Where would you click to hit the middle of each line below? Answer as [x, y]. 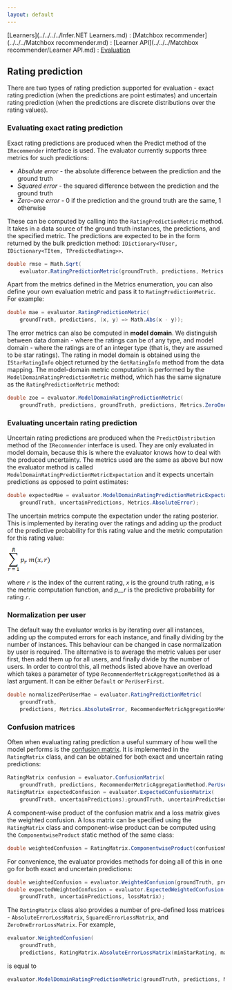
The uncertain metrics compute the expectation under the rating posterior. [113, 516]
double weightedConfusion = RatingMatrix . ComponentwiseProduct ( [101, 848]
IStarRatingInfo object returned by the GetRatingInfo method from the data [116, 362]
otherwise [31, 208]
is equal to [22, 966]
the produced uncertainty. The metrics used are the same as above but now [115, 460]
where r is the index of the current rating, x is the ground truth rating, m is [111, 583]
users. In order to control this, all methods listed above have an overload [110, 667]
